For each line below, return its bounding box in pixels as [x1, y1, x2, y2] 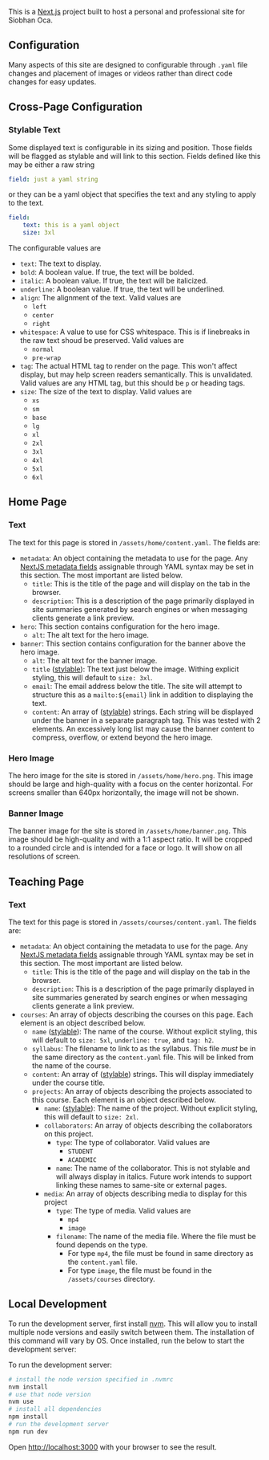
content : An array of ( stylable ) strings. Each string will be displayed [31, 707, 254, 716]
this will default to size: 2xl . [43, 1111, 139, 1121]
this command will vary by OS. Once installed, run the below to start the [8, 1336, 245, 1345]
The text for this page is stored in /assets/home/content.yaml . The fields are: [8, 537, 261, 547]
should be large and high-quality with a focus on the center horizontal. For [8, 779, 254, 789]
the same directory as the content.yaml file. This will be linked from [31, 1052, 254, 1062]
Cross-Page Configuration [8, 100, 143, 114]
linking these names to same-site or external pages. [55, 1180, 227, 1189]
